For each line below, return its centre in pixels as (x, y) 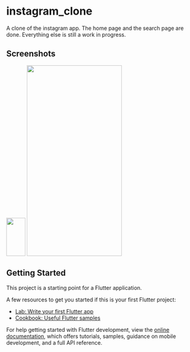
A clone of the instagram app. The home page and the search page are (95, 28)
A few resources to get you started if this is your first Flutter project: (91, 300)
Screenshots (31, 54)
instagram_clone (49, 11)
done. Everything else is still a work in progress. (66, 34)
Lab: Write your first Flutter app (54, 311)
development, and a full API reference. (54, 342)
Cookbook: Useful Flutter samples (58, 318)
